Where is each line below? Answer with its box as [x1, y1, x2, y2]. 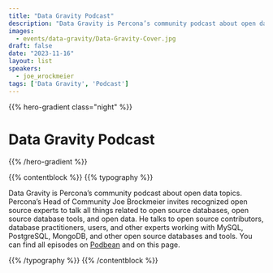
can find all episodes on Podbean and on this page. [8, 240, 180, 250]
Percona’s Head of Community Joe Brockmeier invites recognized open [8, 197, 248, 207]
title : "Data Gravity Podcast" [8, 11, 115, 20]
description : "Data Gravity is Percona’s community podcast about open [8, 19, 256, 28]
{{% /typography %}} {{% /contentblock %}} [8, 256, 158, 266]
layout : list [8, 58, 53, 66]
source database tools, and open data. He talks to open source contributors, [8, 214, 264, 224]
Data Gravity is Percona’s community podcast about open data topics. [8, 188, 242, 198]
